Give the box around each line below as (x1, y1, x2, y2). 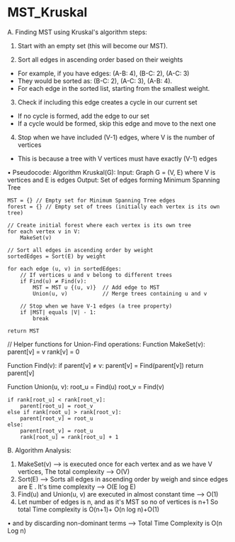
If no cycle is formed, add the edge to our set (17, 112, 150, 120)
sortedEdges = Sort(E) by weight (7, 253, 106, 260)
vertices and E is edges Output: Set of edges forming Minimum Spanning (7, 175, 221, 184)
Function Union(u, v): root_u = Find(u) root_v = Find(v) (7, 382, 165, 391)
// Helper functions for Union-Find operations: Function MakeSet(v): (7, 340, 205, 348)
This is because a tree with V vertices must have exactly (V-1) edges (17, 154, 218, 163)
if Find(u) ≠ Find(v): (20, 278, 87, 285)
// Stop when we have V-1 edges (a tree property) (20, 303, 173, 310)
